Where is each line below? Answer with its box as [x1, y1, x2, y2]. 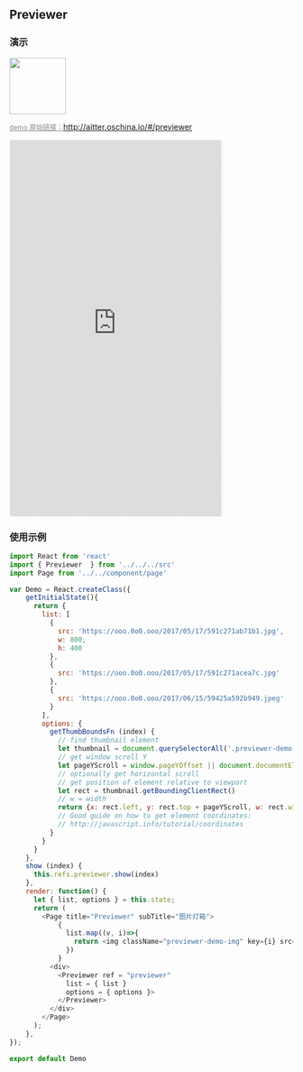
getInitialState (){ [25, 593, 99, 603]
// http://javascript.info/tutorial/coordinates [57, 820, 244, 829]
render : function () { [25, 887, 106, 896]
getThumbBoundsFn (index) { [49, 727, 155, 736]
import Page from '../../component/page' [9, 568, 168, 578]
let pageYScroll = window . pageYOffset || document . [57, 761, 256, 770]
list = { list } [66, 979, 127, 988]
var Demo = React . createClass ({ [9, 585, 131, 594]
